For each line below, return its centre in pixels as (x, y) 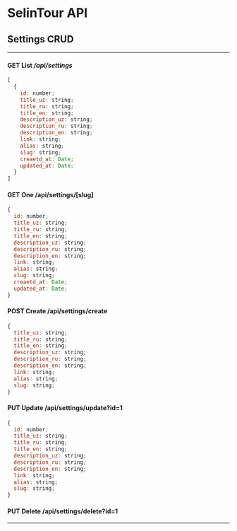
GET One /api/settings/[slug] (50, 194)
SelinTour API (48, 13)
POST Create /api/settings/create (57, 311)
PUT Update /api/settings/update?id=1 (65, 408)
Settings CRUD (41, 39)
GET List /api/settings (40, 65)
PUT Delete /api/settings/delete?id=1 (63, 511)
